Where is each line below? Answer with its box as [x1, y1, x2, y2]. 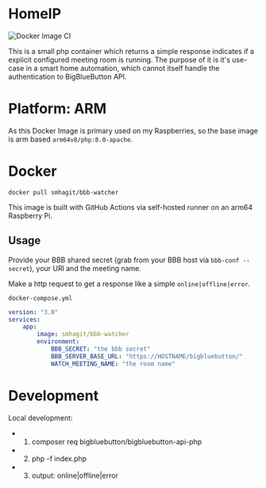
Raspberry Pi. [8, 211, 53, 220]
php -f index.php [31, 454, 87, 463]
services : [8, 316, 41, 323]
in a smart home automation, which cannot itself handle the [25, 63, 220, 72]
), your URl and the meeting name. [29, 263, 141, 273]
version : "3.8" [8, 308, 59, 316]
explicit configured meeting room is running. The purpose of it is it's [8, 55, 230, 64]
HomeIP [8, 5, 62, 23]
